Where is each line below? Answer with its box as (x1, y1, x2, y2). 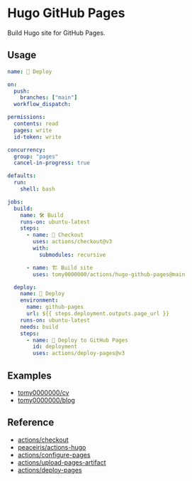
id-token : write (13, 133, 62, 140)
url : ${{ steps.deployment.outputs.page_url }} (26, 310, 170, 317)
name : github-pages (26, 304, 84, 311)
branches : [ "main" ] (20, 94, 78, 101)
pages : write (13, 127, 52, 134)
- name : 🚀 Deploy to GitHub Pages (26, 337, 129, 344)
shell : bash (20, 186, 55, 193)
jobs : (7, 198, 23, 206)
